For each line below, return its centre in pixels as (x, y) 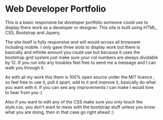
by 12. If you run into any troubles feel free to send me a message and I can (81, 62)
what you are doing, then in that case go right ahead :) (60, 112)
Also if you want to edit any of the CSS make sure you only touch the (74, 102)
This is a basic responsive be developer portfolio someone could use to (77, 22)
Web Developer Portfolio (55, 9)
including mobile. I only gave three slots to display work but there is (72, 47)
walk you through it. (25, 67)
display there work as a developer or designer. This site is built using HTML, (81, 27)
